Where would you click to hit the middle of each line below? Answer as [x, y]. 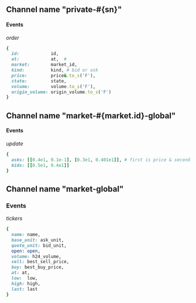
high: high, [26, 284]
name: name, [26, 234]
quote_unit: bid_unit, [39, 246]
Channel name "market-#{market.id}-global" [91, 116]
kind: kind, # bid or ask [55, 70]
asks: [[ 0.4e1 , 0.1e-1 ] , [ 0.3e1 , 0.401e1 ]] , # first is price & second [101, 160]
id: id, [35, 54]
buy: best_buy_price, [38, 267]
